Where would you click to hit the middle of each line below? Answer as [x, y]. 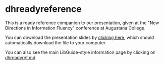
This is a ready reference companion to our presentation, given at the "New [82, 23]
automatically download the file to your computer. [56, 42]
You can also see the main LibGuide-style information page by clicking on [81, 52]
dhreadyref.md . [21, 57]
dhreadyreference [43, 9]
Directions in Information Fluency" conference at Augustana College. [75, 28]
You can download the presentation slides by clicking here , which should [80, 37]
